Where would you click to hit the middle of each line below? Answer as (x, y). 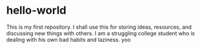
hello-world (37, 10)
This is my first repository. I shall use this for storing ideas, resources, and (99, 27)
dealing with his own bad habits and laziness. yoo (69, 39)
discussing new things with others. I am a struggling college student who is (100, 33)
